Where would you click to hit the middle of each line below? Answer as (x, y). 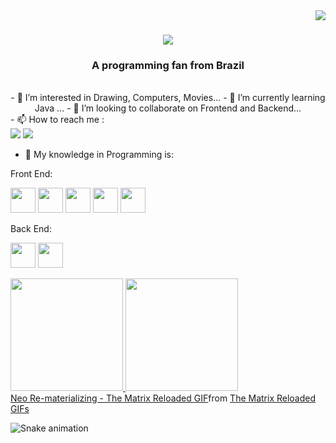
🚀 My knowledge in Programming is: (99, 155)
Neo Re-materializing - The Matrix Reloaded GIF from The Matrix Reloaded (163, 398)
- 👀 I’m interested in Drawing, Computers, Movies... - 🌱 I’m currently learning (168, 98)
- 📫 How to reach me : (57, 120)
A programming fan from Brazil (168, 66)
